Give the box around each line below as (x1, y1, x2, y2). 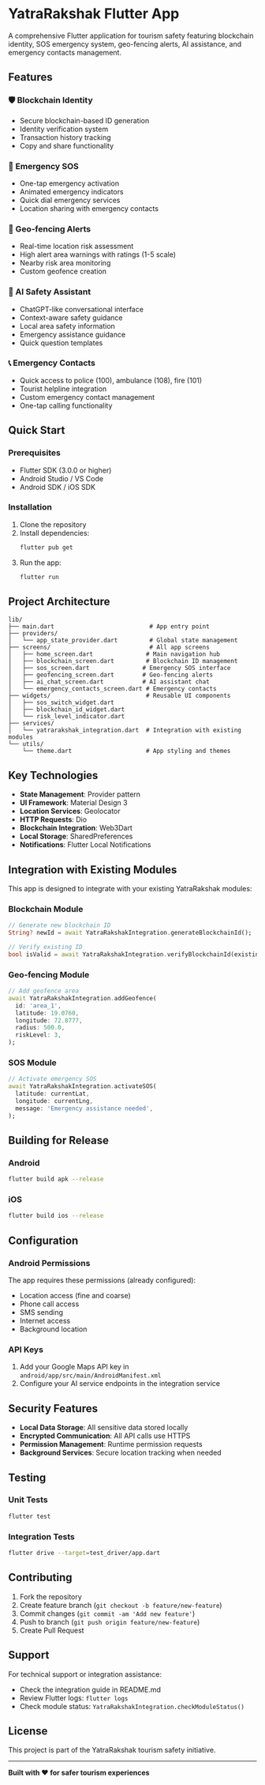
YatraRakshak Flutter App (8, 5, 180, 23)
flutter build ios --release (8, 1212, 104, 1220)
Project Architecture (8, 594, 110, 608)
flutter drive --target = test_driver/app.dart (8, 1550, 160, 1557)
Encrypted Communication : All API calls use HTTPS (19, 1431, 191, 1440)
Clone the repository (19, 519, 87, 529)
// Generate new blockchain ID (8, 921, 111, 929)
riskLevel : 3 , (15, 1031, 62, 1039)
